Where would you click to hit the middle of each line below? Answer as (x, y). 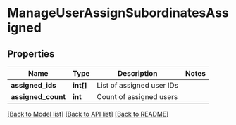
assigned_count (38, 97)
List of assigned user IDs (138, 85)
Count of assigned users (137, 97)
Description (137, 73)
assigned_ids (33, 85)
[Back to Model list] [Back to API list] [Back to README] (88, 114)
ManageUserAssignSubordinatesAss (118, 13)
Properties (31, 54)
